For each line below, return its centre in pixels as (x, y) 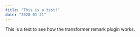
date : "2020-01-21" (26, 15)
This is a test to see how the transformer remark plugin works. (70, 29)
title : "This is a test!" (32, 10)
